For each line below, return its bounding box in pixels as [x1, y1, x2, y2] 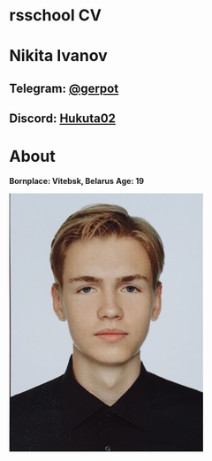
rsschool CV [9, 5, 102, 26]
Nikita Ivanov [9, 46, 108, 66]
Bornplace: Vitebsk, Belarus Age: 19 [9, 176, 144, 187]
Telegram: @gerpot [9, 81, 119, 96]
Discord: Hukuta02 [9, 111, 117, 127]
